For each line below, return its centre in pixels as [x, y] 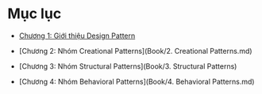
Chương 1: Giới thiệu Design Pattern [77, 36]
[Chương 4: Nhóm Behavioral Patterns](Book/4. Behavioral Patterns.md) [137, 81]
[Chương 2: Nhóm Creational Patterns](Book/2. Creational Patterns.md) [135, 51]
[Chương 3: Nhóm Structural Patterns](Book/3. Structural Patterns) [128, 66]
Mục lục [35, 14]
